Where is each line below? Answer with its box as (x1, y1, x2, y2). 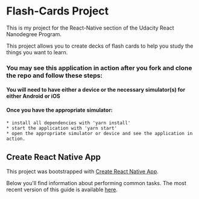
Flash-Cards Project (6, 4, 109, 18)
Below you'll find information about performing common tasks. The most (6, 180, 187, 187)
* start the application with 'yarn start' (6, 125, 118, 131)
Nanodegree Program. (6, 30, 62, 37)
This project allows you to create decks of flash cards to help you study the (6, 42, 194, 49)
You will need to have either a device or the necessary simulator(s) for (6, 86, 186, 93)
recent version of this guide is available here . (6, 186, 118, 194)
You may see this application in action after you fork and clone (6, 63, 192, 72)
